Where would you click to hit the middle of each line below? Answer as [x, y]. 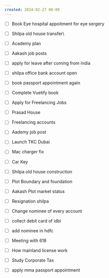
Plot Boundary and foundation [42, 181]
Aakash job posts [29, 53]
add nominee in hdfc [32, 231]
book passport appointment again [46, 83]
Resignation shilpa [30, 201]
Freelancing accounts [34, 122]
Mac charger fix [28, 152]
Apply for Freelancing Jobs [39, 103]
